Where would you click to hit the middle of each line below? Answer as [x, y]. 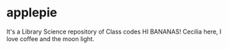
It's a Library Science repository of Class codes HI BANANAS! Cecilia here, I [114, 32]
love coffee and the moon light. [50, 38]
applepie [32, 13]
